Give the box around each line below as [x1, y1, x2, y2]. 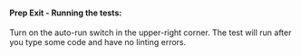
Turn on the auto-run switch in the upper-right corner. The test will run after [9, 27, 292, 38]
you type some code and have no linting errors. [9, 37, 187, 48]
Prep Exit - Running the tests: [9, 7, 122, 18]
